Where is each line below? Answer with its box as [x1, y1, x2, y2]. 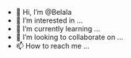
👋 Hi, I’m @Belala [15, 8, 72, 16]
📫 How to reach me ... [15, 42, 90, 50]
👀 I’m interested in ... [15, 16, 83, 25]
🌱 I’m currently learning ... [15, 24, 101, 33]
